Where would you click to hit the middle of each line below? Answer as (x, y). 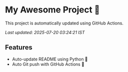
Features (19, 48)
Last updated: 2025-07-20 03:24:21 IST (45, 32)
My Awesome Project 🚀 (53, 10)
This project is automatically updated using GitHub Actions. (64, 23)
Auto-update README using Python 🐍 (50, 59)
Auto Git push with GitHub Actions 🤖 (48, 64)
